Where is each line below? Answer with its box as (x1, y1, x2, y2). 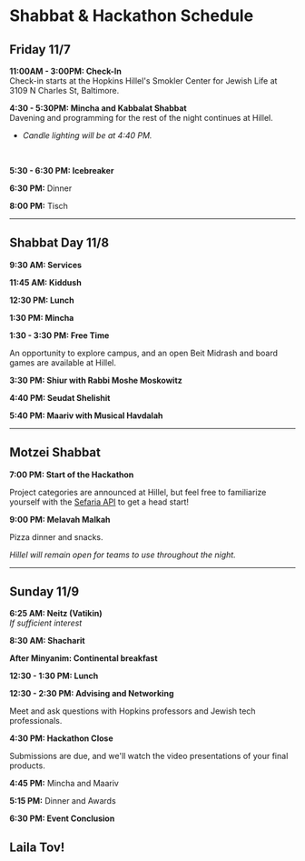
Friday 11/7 (9, 42, 71, 57)
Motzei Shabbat (9, 445, 102, 460)
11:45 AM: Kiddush (9, 276, 82, 287)
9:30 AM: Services (9, 259, 83, 270)
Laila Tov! (9, 839, 65, 855)
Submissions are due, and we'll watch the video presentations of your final (9, 751, 289, 762)
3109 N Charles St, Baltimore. (9, 85, 120, 95)
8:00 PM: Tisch (9, 201, 68, 211)
